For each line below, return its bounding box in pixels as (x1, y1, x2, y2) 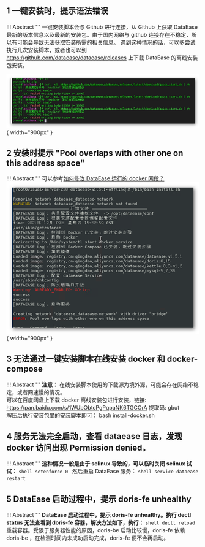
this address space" (6, 158, 85, 169)
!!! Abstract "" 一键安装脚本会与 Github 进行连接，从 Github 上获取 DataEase (6, 23, 198, 31)
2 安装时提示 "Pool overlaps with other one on (6, 148, 184, 158)
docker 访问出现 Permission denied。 (6, 442, 151, 453)
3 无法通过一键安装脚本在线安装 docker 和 (6, 354, 165, 364)
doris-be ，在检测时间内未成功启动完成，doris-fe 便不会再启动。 (6, 534, 170, 541)
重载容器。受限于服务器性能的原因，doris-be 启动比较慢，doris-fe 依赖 (6, 527, 185, 534)
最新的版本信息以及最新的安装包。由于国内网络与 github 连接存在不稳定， (6, 31, 192, 38)
